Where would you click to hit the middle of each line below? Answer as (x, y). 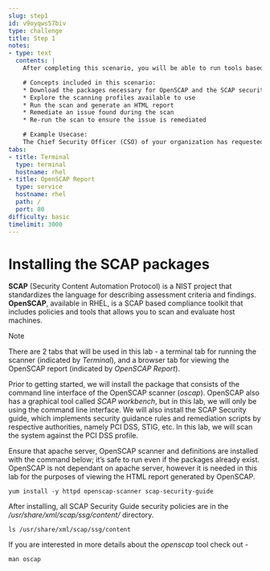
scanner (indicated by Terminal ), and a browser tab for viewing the (119, 360)
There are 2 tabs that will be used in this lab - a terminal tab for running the (133, 351)
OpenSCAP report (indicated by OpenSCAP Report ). (94, 369)
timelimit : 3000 (35, 224)
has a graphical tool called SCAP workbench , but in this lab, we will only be (133, 401)
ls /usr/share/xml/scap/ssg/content (70, 530)
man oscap (25, 560)
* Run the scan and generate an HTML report (98, 105)
